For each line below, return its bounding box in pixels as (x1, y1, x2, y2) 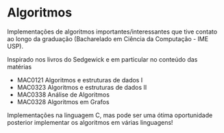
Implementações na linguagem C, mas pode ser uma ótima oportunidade (7, 111, 213, 119)
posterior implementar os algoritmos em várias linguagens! (7, 118, 173, 126)
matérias (7, 62, 32, 71)
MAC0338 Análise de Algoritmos (16, 90, 110, 99)
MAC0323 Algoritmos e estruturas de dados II (16, 83, 147, 91)
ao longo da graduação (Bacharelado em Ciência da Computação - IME (7, 34, 209, 43)
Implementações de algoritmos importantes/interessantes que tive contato (7, 27, 218, 36)
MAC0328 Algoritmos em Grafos (16, 97, 110, 106)
